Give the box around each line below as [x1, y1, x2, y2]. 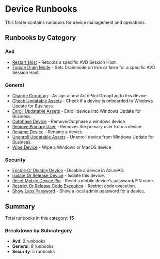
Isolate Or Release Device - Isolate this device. [12, 173, 105, 178]
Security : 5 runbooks [12, 249, 55, 255]
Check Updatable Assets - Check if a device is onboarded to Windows [12, 98, 153, 104]
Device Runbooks [5, 3, 78, 15]
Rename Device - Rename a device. [12, 129, 84, 135]
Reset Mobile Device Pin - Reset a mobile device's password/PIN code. [12, 178, 154, 184]
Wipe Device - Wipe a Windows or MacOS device [12, 144, 112, 150]
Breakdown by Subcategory [5, 227, 72, 234]
